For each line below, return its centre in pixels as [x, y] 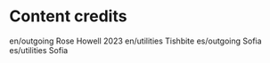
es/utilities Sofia [39, 50]
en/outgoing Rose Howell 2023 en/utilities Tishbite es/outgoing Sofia [135, 41]
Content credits [68, 16]
